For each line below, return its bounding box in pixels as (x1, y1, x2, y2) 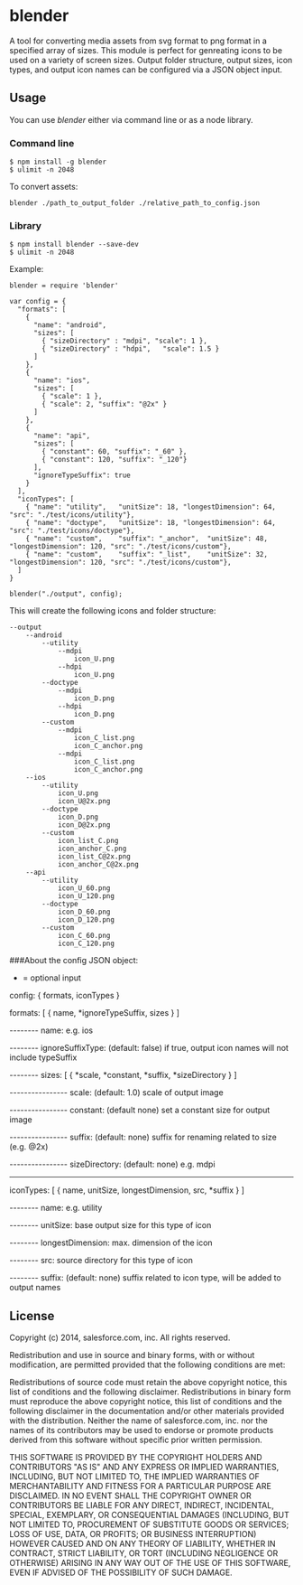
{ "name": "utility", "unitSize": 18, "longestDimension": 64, (25, 502, 277, 511)
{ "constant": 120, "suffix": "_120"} (41, 455, 188, 464)
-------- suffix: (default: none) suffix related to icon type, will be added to (9, 1272, 281, 1283)
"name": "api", (32, 431, 91, 441)
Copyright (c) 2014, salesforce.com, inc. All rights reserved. (9, 1332, 231, 1343)
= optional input (22, 972, 81, 983)
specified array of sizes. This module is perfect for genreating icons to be (9, 44, 282, 55)
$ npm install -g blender (9, 157, 106, 167)
